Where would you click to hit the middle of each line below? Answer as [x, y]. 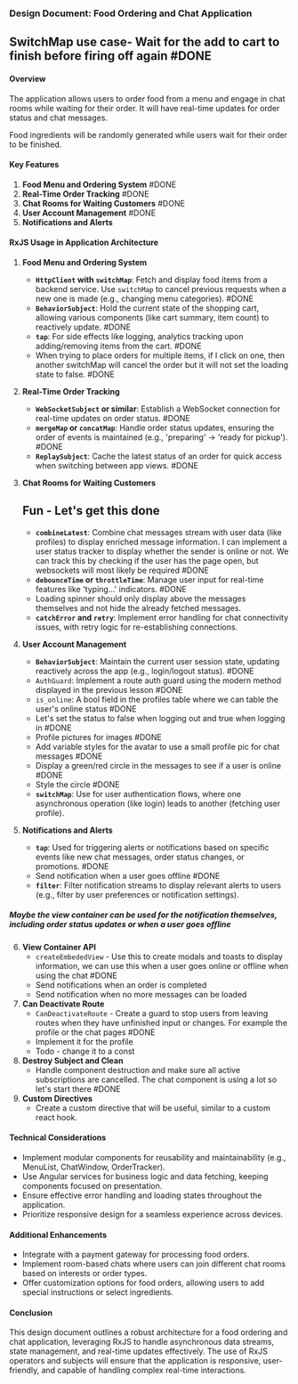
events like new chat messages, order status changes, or [140, 857]
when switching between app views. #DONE [117, 465]
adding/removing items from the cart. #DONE [118, 346]
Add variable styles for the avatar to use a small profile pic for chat [157, 746]
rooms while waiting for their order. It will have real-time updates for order [145, 108]
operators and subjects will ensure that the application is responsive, [135, 1361]
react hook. [56, 1117]
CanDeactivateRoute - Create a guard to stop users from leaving [152, 1013]
